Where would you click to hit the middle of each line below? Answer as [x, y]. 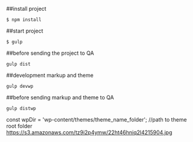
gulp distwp [21, 108]
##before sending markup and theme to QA [60, 97]
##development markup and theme [50, 75]
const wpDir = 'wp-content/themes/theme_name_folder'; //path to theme [97, 119]
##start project [25, 31]
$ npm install [24, 20]
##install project [26, 9]
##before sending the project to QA [50, 53]
